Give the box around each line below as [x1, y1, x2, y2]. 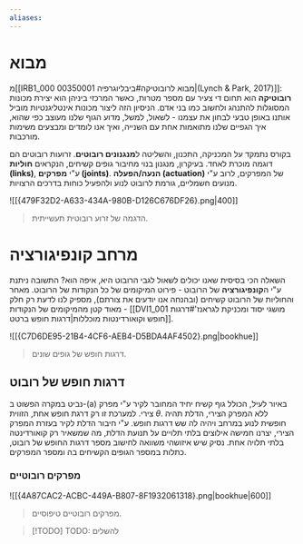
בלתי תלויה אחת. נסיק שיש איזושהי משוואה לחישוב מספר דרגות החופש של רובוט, [9, 437, 284, 448]
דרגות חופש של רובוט [9, 374, 125, 390]
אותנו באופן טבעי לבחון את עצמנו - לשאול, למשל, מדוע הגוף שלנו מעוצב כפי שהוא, [9, 111, 290, 123]
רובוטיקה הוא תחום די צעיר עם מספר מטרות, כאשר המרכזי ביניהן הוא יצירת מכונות [9, 92, 292, 103]
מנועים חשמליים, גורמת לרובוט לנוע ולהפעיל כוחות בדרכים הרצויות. [9, 177, 238, 188]
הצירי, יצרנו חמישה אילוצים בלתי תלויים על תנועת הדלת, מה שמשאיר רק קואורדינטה [9, 428, 295, 439]
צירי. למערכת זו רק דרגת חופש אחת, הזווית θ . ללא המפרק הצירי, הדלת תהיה [9, 408, 269, 419]
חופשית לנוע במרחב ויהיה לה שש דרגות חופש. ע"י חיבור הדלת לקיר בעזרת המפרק [9, 418, 287, 429]
